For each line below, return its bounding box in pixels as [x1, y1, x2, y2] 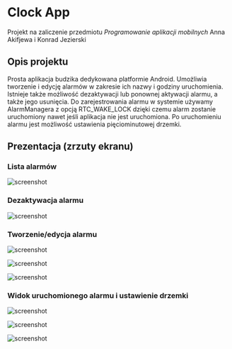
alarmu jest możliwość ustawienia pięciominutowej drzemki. [7, 120, 182, 128]
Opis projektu [7, 56, 69, 68]
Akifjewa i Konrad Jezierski [7, 35, 86, 43]
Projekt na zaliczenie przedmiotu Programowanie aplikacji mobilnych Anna [7, 28, 225, 36]
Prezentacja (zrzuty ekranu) [7, 140, 134, 153]
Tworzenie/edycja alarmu [7, 229, 98, 239]
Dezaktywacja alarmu [7, 196, 83, 206]
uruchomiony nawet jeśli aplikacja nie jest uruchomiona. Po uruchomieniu [7, 112, 221, 121]
